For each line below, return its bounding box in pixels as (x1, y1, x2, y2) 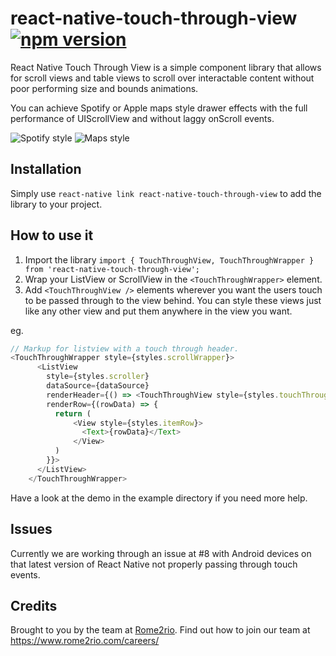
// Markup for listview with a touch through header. (10, 343, 240, 354)
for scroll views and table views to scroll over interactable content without (10, 72, 315, 84)
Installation (10, 161, 82, 178)
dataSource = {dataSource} (46, 381, 150, 391)
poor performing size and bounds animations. (10, 82, 199, 94)
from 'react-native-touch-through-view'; (24, 264, 200, 274)
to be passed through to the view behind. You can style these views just (24, 294, 322, 306)
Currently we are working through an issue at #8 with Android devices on (10, 547, 312, 559)
